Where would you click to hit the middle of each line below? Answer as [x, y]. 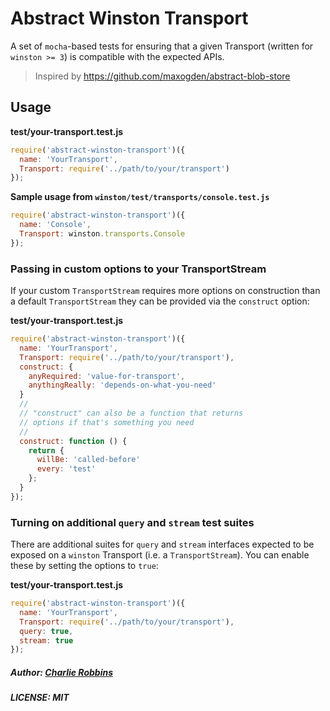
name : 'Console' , [55, 225]
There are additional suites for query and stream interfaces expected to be [162, 544]
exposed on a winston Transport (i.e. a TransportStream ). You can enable [160, 555]
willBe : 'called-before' [88, 460]
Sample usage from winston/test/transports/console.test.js [140, 197]
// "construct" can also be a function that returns [131, 413]
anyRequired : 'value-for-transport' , [107, 376]
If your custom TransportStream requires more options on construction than [165, 291]
